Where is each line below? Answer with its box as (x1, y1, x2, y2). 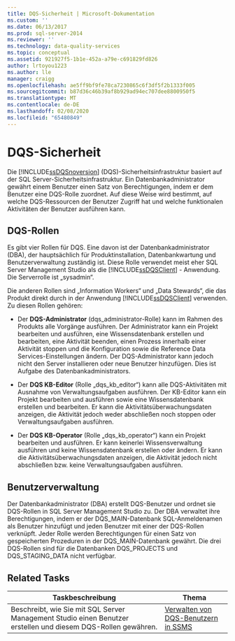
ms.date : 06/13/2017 (7, 23, 68, 30)
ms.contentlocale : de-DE (7, 101, 80, 108)
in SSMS (164, 622, 192, 631)
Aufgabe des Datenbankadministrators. (17, 367, 131, 375)
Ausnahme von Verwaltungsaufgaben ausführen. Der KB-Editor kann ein (17, 388, 227, 396)
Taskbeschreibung (52, 593, 117, 602)
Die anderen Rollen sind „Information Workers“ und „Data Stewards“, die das (7, 287, 227, 295)
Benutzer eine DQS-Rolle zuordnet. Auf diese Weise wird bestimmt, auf (7, 189, 213, 198)
